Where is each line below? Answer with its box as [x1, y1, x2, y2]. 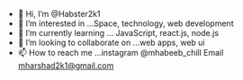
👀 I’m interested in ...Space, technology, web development [17, 18, 234, 29]
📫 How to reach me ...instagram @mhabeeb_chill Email [17, 48, 224, 58]
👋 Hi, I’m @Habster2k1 [17, 9, 101, 19]
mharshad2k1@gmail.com [17, 60, 114, 71]
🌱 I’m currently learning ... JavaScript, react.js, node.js [17, 28, 219, 38]
